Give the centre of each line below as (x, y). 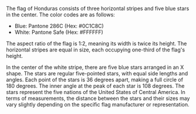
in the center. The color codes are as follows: (61, 15)
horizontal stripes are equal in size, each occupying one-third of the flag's (96, 50)
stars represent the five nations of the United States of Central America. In (96, 92)
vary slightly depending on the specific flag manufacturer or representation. (98, 104)
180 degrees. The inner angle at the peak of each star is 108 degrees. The (95, 86)
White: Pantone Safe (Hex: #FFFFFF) (59, 32)
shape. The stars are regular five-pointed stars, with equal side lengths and (97, 73)
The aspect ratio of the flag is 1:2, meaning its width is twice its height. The (97, 44)
